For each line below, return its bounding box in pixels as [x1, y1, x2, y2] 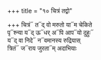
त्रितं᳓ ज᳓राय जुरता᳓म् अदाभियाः [7, 44, 77, 52]
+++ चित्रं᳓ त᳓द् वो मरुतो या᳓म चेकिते [7, 21, 93, 29]
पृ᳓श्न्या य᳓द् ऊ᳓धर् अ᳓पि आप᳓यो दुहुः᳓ [7, 29, 94, 36]
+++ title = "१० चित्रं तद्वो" [7, 7, 73, 15]
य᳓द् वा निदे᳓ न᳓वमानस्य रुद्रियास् [7, 36, 81, 45]
